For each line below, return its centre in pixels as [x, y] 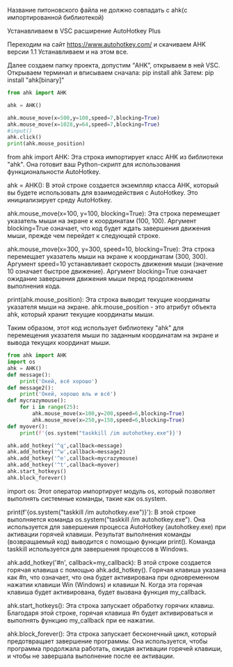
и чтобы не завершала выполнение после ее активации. [91, 656]
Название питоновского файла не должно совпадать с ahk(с [97, 10]
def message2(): [31, 388]
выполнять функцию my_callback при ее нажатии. [81, 620]
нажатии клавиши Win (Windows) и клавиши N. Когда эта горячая [105, 584]
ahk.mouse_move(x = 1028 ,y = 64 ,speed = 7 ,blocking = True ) [83, 124]
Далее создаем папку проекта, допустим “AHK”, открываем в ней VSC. [114, 65]
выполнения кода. [34, 286]
